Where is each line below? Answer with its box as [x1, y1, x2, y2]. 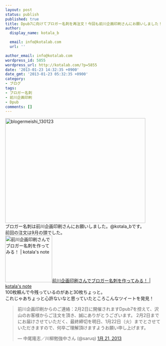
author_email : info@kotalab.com [5, 53, 72, 58]
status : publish [5, 12, 39, 17]
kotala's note [5, 283, 32, 290]
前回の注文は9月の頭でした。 [5, 230, 65, 236]
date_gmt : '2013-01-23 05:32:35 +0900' [5, 72, 88, 77]
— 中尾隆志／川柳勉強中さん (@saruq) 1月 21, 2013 [17, 336, 122, 342]
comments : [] [5, 104, 32, 109]
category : [5, 76, 26, 81]
